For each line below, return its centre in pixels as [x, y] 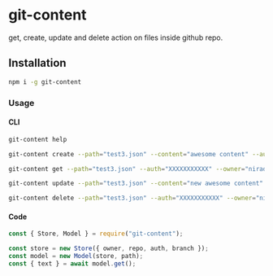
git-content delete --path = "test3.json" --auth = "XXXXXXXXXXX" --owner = [132, 198]
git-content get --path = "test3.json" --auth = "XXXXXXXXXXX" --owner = [127, 169]
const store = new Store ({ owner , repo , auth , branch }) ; [108, 249]
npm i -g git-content [45, 82]
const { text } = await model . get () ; [72, 263]
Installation [37, 63]
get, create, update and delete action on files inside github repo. [116, 37]
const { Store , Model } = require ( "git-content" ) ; [96, 234]
